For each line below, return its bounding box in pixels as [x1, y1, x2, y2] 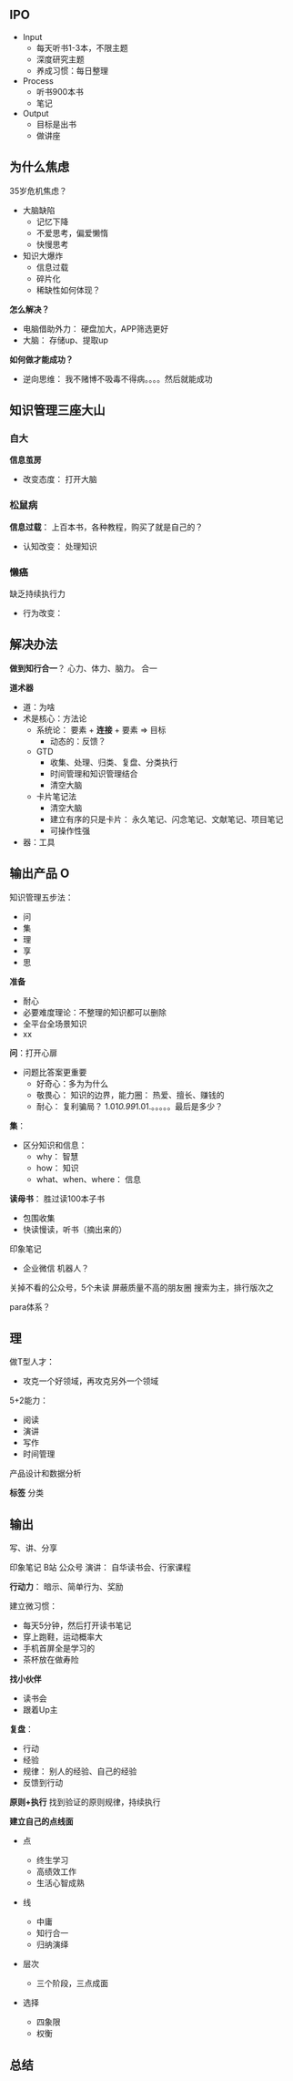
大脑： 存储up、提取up [22, 335, 109, 345]
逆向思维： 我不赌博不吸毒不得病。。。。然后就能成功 [22, 373, 213, 384]
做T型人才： [9, 1356, 56, 1367]
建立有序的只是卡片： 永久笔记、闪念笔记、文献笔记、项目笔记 [49, 813, 284, 824]
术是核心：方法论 [22, 713, 87, 724]
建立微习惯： [9, 1601, 57, 1612]
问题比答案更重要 [22, 1066, 87, 1077]
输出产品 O [9, 866, 70, 881]
